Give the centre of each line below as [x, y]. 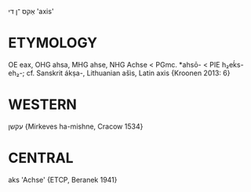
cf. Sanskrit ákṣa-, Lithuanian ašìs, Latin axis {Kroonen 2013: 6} [128, 73]
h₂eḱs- [233, 64]
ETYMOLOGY [53, 43]
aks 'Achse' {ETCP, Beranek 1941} [63, 179]
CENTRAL [41, 158]
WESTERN [42, 105]
